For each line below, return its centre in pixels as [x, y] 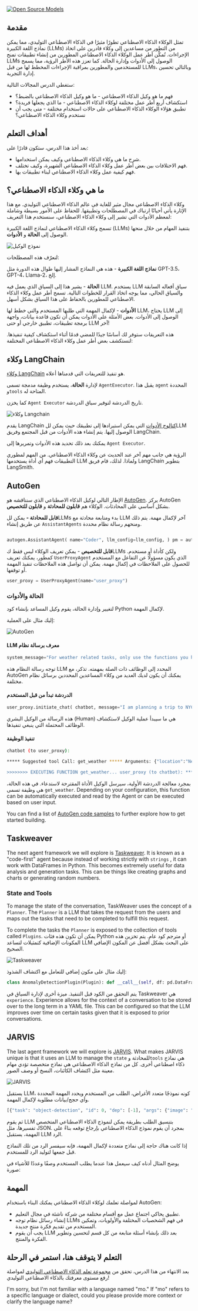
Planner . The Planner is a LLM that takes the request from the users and [94, 912]
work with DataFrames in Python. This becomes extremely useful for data [95, 865]
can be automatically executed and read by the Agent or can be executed [95, 796]
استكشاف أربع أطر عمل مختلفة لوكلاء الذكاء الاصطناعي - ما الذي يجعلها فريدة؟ [101, 102]
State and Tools [29, 893]
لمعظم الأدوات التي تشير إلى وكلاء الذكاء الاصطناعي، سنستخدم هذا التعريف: [89, 217]
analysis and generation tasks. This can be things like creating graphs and [97, 871]
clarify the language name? [40, 1302]
